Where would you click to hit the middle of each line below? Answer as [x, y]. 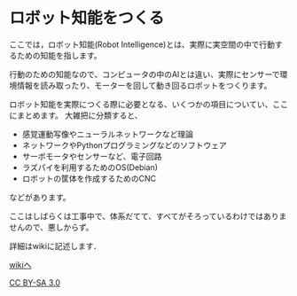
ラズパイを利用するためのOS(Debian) [90, 167]
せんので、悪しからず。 [51, 227]
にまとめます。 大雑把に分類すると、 [76, 115]
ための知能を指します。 [59, 55]
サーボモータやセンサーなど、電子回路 [92, 156]
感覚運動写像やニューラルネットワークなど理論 [107, 134]
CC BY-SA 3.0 [35, 282]
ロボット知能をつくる [87, 18]
